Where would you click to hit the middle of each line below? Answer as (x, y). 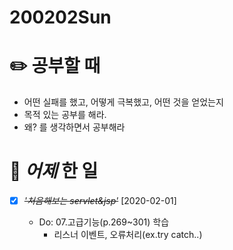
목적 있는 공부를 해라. (65, 115)
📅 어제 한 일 (54, 171)
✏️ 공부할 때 (55, 66)
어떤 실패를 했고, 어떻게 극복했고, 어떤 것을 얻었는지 (123, 102)
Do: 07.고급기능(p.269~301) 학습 (104, 222)
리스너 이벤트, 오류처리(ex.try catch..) (128, 235)
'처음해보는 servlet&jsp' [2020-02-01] (100, 201)
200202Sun (60, 17)
